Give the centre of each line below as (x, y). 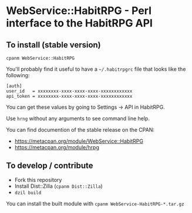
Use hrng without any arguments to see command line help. (78, 118)
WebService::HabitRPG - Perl (79, 11)
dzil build (28, 193)
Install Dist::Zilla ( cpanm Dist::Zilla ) (58, 186)
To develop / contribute (50, 166)
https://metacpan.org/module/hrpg (57, 147)
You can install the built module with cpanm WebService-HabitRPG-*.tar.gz (95, 204)
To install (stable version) (53, 45)
